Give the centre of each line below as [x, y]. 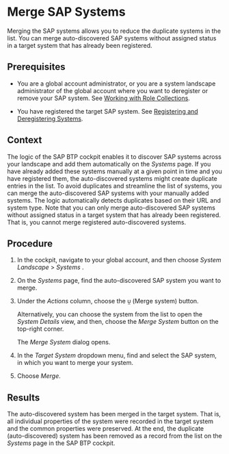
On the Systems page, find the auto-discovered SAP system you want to [119, 281]
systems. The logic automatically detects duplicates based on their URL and [114, 200]
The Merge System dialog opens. [64, 342]
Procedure [30, 243]
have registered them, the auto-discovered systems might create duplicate [112, 178]
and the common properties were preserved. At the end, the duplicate [106, 429]
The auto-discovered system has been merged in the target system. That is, [114, 414]
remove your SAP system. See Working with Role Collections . [103, 98]
